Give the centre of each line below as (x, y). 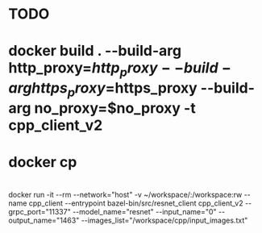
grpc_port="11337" (40, 211)
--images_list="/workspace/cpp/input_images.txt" (164, 220)
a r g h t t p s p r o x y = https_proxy (103, 89)
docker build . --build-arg (95, 51)
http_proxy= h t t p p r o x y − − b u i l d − (120, 69)
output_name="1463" (44, 220)
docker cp (43, 162)
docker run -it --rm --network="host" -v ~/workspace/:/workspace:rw (125, 194)
